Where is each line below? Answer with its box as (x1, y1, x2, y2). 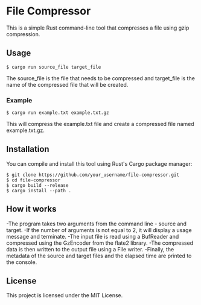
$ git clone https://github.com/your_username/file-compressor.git (6, 172, 180, 178)
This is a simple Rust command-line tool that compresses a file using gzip (6, 24, 190, 31)
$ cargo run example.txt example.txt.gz (6, 110, 110, 116)
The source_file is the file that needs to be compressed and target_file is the (6, 74, 195, 82)
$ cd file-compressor (6, 177, 61, 183)
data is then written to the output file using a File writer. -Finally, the (6, 245, 174, 253)
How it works (6, 204, 57, 215)
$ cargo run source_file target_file (6, 64, 101, 70)
